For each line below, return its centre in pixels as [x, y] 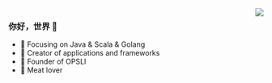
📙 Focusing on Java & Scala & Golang [83, 44]
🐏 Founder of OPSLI [53, 62]
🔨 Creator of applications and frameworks [90, 53]
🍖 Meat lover [41, 70]
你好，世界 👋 [33, 26]
